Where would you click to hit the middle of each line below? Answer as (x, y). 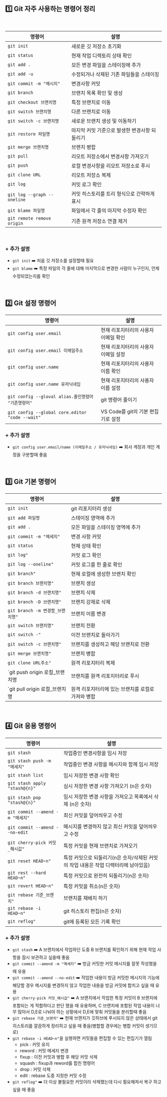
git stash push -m (29, 761)
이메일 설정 (113, 354)
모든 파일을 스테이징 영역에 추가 (106, 528)
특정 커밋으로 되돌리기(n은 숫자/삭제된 (105, 858)
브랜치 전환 (83, 626)
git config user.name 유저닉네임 (44, 384)
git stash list (26, 775)
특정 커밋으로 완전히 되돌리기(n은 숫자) (106, 876)
